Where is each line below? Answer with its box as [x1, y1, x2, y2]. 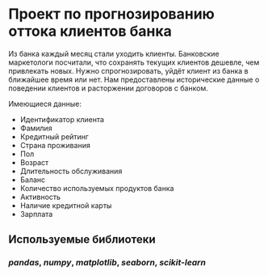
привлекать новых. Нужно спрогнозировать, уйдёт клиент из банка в [8, 66, 249, 75]
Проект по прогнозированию [8, 5, 216, 23]
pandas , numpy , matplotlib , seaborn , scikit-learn [8, 257, 206, 268]
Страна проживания [19, 140, 90, 150]
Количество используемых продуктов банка [19, 183, 174, 193]
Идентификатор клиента [19, 114, 105, 124]
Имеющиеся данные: [8, 99, 82, 108]
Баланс [19, 175, 46, 185]
